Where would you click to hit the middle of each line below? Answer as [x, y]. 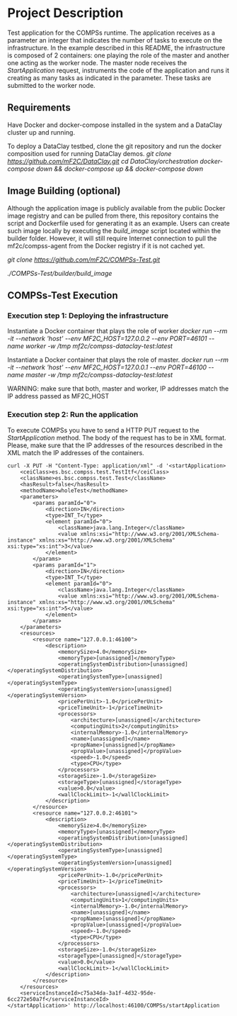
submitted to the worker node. [51, 85]
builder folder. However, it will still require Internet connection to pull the [112, 238]
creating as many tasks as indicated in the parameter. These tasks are [109, 78]
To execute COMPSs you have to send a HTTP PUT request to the [103, 430]
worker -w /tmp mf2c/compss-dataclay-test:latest [99, 346]
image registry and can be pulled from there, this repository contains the [113, 216]
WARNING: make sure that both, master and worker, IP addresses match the [118, 389]
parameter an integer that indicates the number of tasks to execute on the [115, 40]
